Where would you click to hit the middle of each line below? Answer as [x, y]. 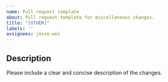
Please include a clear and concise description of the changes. [84, 72]
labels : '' [20, 28]
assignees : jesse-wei [33, 34]
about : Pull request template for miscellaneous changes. [80, 17]
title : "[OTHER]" [28, 23]
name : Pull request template [43, 12]
